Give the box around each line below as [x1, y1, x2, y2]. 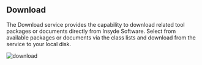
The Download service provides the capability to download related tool [6, 21, 185, 28]
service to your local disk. [6, 40, 72, 47]
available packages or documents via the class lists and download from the [6, 33, 196, 41]
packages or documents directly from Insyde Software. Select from [6, 27, 176, 35]
